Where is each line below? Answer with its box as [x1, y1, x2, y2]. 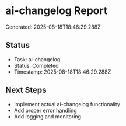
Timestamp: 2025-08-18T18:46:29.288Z [13, 68, 111, 75]
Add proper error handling [13, 107, 77, 114]
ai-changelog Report [5, 4, 108, 17]
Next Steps [5, 85, 47, 95]
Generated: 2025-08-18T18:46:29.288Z [5, 23, 101, 30]
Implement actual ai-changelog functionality [13, 100, 120, 107]
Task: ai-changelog [13, 55, 61, 62]
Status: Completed [13, 62, 59, 69]
